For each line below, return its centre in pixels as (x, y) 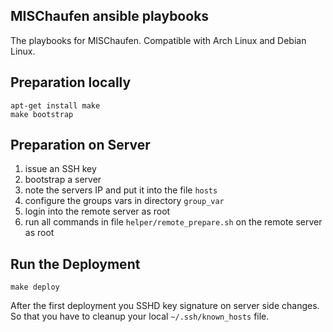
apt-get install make (55, 105)
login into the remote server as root (97, 211)
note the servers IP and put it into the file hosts (121, 190)
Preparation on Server (80, 145)
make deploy (35, 287)
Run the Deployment (75, 264)
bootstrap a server (63, 180)
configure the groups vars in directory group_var (124, 201)
